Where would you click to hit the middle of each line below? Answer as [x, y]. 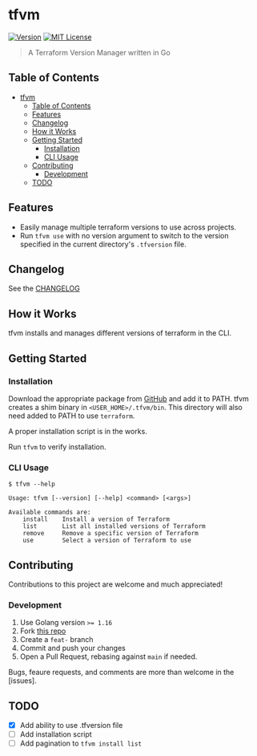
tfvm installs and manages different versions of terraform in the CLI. [120, 333]
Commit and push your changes [72, 648]
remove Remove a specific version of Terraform [110, 534]
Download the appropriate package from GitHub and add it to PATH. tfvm [129, 398]
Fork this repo [43, 631]
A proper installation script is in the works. [78, 431]
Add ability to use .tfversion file [71, 726]
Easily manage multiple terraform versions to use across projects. [128, 227]
